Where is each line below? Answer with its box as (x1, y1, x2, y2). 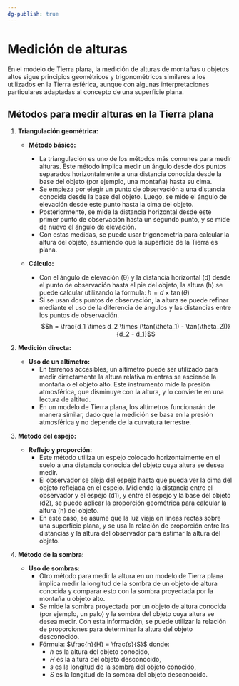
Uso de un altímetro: (28, 357, 91, 366)
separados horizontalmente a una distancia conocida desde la (39, 170, 223, 178)
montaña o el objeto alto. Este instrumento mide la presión (39, 380, 210, 389)
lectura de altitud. (39, 395, 91, 404)
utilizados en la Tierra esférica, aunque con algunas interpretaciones (7, 80, 210, 88)
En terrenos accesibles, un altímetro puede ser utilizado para (39, 365, 218, 374)
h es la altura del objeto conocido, (49, 647, 150, 656)
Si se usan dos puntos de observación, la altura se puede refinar (39, 296, 229, 304)
